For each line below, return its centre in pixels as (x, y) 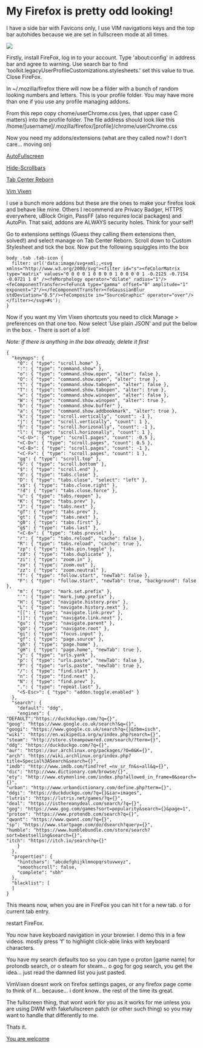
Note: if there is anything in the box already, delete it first (78, 341)
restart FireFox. (25, 923)
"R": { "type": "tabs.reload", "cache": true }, (80, 544)
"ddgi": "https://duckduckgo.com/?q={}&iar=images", (74, 793)
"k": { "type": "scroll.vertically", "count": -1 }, (85, 416)
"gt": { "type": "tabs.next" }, (58, 517)
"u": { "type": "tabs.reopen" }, (59, 496)
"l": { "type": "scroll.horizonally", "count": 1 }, (85, 432)
